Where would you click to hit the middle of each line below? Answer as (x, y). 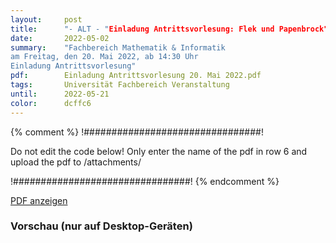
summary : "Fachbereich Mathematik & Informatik (118, 47)
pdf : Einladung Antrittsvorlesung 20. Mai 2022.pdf (136, 76)
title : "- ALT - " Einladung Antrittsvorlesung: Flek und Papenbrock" (169, 29)
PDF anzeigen (39, 200)
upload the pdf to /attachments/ (76, 162)
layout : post (46, 19)
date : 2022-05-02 (60, 38)
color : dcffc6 (51, 103)
